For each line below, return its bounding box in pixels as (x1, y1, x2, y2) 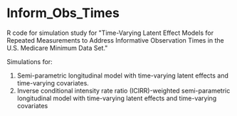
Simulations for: (6, 57, 53, 65)
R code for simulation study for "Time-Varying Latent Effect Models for (6, 28, 214, 37)
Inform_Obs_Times (6, 5, 120, 21)
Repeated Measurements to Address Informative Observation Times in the (6, 36, 225, 44)
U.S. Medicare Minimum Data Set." (6, 43, 108, 52)
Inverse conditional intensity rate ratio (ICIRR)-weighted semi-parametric (16, 86, 231, 95)
